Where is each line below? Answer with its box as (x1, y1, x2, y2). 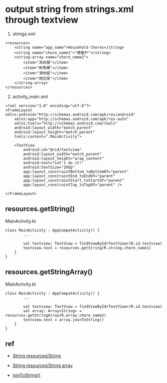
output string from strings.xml (5, 4, 134, 15)
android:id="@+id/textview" (23, 147, 82, 152)
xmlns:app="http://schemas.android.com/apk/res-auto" (14, 116, 129, 121)
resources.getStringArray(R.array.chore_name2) (5, 313, 107, 318)
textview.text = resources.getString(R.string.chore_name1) (23, 245, 151, 250)
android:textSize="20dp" (23, 165, 75, 170)
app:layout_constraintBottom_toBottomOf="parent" (23, 169, 129, 174)
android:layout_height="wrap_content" (23, 156, 104, 161)
